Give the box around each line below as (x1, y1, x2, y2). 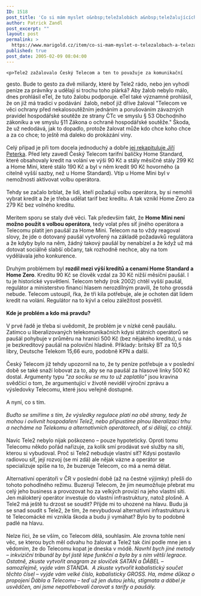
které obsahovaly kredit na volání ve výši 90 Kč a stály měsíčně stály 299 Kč (6, 156, 194, 164)
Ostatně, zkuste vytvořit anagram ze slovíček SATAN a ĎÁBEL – (6, 558, 164, 565)
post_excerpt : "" (6, 25, 50, 32)
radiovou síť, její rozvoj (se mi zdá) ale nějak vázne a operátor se (6, 456, 165, 463)
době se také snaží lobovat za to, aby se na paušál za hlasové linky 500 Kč (6, 367, 190, 374)
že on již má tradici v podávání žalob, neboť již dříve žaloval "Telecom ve (6, 99, 187, 107)
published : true (6, 48, 47, 54)
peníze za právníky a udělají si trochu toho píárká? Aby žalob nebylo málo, (6, 86, 189, 93)
